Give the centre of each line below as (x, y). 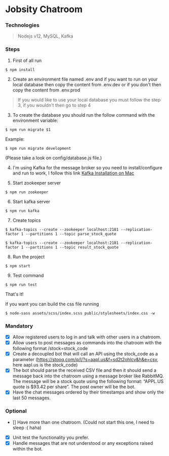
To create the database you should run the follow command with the (84, 115)
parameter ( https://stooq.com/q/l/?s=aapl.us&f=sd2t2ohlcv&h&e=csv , (85, 360)
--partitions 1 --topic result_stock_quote (72, 247)
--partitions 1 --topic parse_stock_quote (71, 234)
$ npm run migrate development (38, 148)
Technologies (22, 25)
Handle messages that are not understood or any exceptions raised (83, 443)
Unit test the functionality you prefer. (51, 437)
